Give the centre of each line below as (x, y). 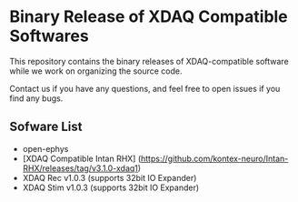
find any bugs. (36, 98)
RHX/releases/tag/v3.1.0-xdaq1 (80, 168)
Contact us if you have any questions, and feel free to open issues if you (145, 88)
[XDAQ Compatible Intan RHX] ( (82, 158)
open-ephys (45, 148)
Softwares (49, 36)
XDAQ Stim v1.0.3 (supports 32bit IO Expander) (111, 187)
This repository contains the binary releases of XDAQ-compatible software (149, 61)
